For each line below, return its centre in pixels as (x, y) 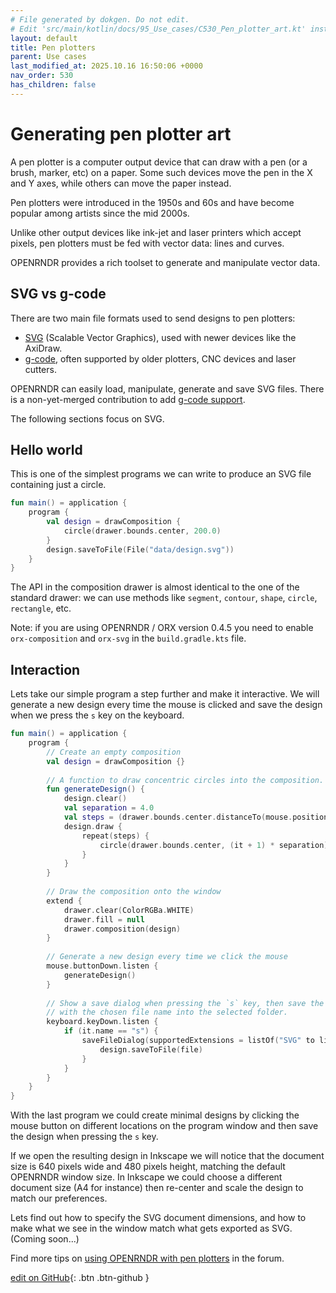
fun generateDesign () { (95, 789)
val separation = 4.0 (109, 808)
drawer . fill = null (104, 919)
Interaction (45, 669)
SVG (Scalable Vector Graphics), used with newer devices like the (160, 337)
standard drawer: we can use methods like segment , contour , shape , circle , (164, 598)
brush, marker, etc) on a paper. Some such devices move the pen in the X (161, 172)
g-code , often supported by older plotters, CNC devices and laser (160, 358)
